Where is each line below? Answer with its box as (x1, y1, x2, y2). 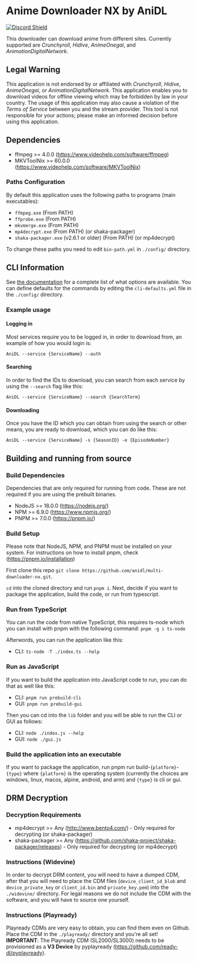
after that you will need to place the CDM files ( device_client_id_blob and (6, 878, 186, 885)
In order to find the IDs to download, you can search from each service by (6, 376, 185, 383)
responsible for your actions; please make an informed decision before (6, 111, 178, 119)
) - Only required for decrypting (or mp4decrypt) (59, 843, 178, 850)
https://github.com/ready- (115, 943, 178, 950)
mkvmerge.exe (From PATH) (14, 221, 79, 228)
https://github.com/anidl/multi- (82, 568, 164, 574)
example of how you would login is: (6, 339, 92, 346)
